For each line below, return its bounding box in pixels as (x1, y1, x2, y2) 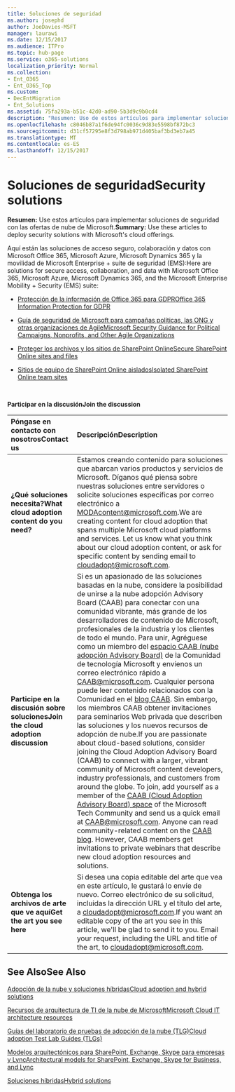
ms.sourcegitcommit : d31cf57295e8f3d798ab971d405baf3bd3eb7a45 (7, 128, 196, 135)
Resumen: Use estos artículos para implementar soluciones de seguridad (7, 215, 220, 224)
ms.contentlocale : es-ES (7, 141, 80, 148)
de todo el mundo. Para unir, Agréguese (76, 633, 208, 642)
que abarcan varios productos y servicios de (76, 464, 224, 473)
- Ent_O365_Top (7, 82, 52, 89)
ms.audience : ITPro (7, 43, 64, 50)
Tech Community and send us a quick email (76, 808, 220, 818)
